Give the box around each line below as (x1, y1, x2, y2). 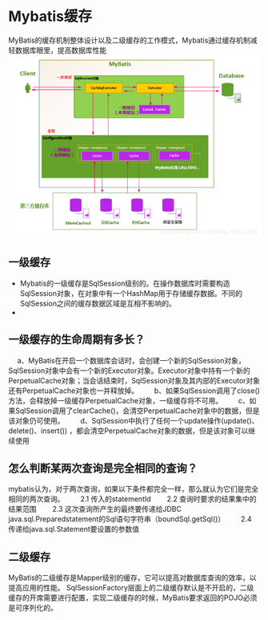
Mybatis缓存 (8, 7, 93, 26)
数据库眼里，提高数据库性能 (14, 45, 106, 55)
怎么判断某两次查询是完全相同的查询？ (8, 461, 198, 475)
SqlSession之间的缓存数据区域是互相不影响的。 (19, 298, 176, 308)
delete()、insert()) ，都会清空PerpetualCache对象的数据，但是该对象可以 (8, 426, 249, 436)
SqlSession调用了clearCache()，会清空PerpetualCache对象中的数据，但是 (14, 406, 260, 415)
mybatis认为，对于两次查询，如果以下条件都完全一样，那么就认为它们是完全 (8, 484, 258, 494)
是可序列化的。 (8, 603, 58, 613)
